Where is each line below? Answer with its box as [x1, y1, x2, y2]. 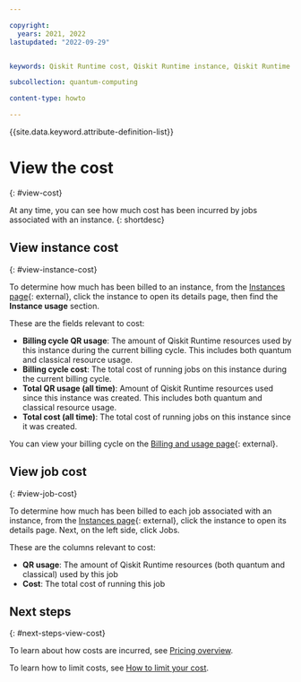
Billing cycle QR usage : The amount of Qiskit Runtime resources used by [21, 335, 292, 346]
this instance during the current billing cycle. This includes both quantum [21, 344, 292, 355]
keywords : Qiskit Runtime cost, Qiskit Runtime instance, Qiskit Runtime [9, 62, 291, 71]
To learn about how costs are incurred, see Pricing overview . [9, 645, 234, 656]
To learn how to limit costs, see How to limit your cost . [9, 662, 209, 673]
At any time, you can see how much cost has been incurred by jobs [9, 204, 258, 215]
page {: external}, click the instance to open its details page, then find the [9, 290, 279, 301]
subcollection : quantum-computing [9, 78, 139, 87]
